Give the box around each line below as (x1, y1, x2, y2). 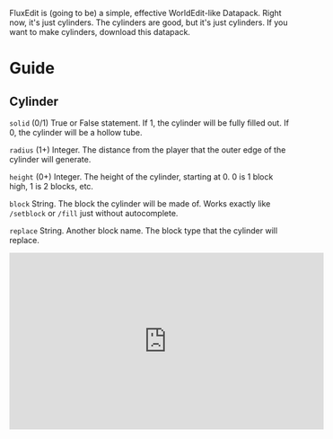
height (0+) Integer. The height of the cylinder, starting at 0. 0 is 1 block (9, 171, 274, 182)
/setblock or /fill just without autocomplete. (9, 208, 179, 218)
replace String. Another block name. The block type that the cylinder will (9, 225, 278, 236)
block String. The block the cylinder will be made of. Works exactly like (9, 198, 271, 209)
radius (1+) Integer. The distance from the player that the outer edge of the (9, 145, 286, 155)
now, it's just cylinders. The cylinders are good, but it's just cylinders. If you (9, 17, 289, 28)
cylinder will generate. (9, 154, 92, 164)
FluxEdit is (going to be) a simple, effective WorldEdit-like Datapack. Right (9, 8, 282, 18)
